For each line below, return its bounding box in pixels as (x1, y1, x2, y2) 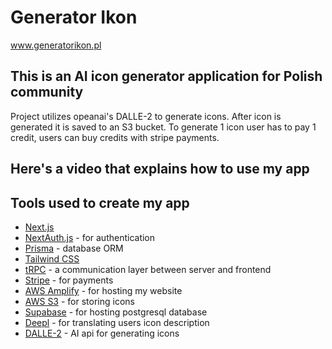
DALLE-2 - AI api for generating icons (24, 327, 180, 339)
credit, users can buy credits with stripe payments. (10, 131, 220, 143)
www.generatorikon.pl (10, 39, 102, 51)
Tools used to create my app (10, 194, 190, 211)
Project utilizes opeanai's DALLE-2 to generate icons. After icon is (10, 110, 282, 122)
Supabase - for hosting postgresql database (24, 306, 208, 318)
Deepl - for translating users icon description (24, 316, 210, 328)
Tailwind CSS (24, 252, 80, 265)
